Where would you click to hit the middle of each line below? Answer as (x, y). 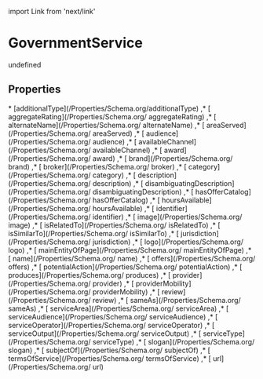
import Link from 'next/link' (52, 11)
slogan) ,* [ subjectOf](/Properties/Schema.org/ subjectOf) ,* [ (109, 350)
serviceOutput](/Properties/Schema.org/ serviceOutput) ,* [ (105, 333)
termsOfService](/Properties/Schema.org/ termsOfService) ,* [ (110, 358)
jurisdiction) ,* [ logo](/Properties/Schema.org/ (168, 242)
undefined (25, 64)
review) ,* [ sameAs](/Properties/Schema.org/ (166, 300)
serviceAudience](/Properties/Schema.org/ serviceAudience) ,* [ (113, 316)
